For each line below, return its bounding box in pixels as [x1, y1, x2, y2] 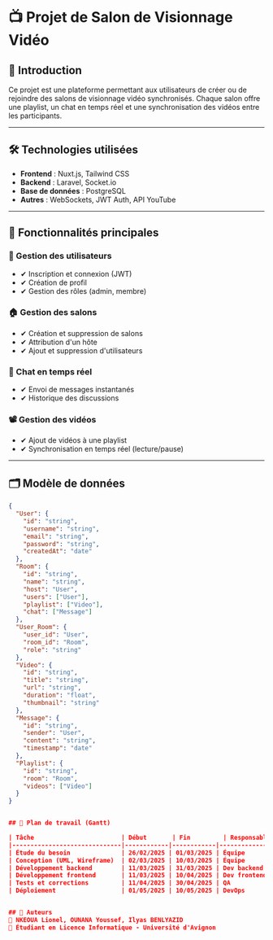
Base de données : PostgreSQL [19, 186, 126, 195]
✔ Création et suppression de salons [19, 328, 144, 338]
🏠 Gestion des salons [8, 307, 97, 318]
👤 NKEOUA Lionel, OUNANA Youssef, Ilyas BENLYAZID [8, 916, 184, 924]
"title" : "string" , [23, 676, 89, 684]
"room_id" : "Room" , [23, 638, 89, 646]
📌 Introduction [8, 63, 83, 77]
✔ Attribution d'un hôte [19, 337, 97, 347]
